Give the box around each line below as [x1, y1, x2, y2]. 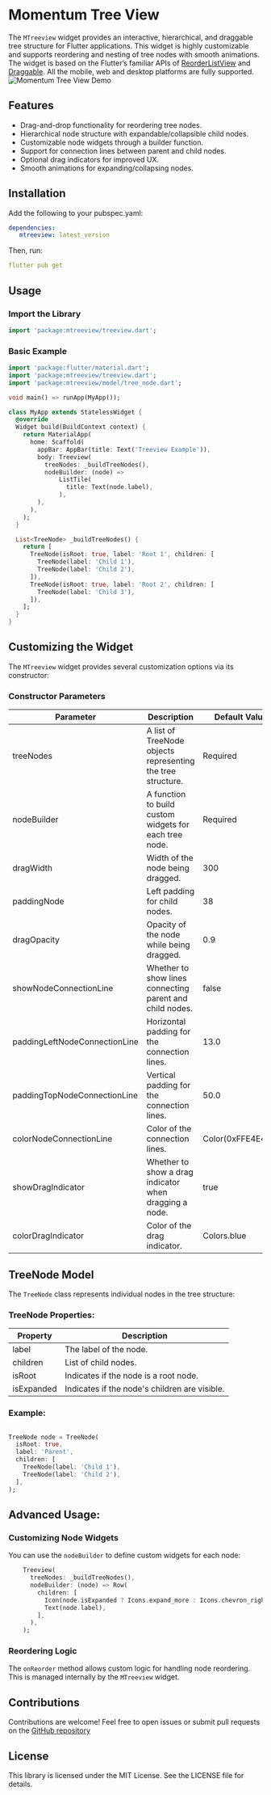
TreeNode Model [8, 1267, 94, 1282]
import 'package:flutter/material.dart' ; [8, 364, 150, 373]
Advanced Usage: [8, 1507, 101, 1521]
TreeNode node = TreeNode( [8, 1433, 99, 1441]
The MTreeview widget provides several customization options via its [8, 661, 234, 672]
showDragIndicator [12, 1182, 85, 1193]
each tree [146, 829, 183, 841]
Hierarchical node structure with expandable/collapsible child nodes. [19, 129, 249, 138]
